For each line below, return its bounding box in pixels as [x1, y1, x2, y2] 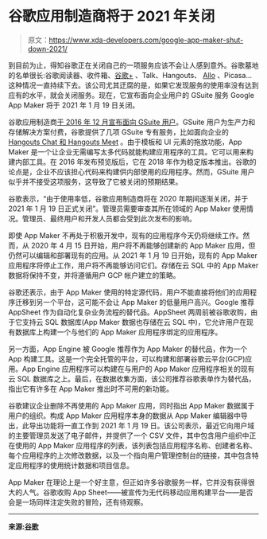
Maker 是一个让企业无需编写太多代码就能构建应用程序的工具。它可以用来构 [8, 146, 254, 156]
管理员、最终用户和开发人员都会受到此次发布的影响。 [21, 213, 196, 223]
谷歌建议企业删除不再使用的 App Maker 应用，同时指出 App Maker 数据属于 [8, 400, 255, 410]
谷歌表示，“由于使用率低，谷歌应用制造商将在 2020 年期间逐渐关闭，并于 [8, 193, 249, 203]
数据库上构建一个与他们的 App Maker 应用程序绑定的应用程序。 [14, 327, 222, 337]
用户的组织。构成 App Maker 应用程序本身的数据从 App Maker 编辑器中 [8, 411, 241, 420]
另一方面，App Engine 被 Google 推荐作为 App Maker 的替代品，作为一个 [8, 344, 248, 353]
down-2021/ [27, 44, 68, 53]
